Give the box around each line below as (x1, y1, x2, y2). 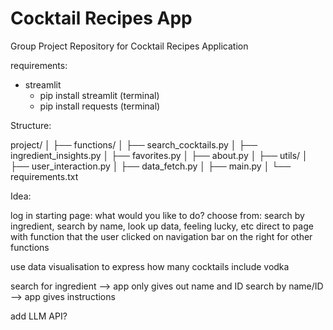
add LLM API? (10, 310, 68, 322)
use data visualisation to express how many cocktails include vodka (10, 260, 290, 272)
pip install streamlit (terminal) (39, 89, 160, 101)
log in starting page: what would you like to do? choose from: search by (10, 209, 305, 221)
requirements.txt (10, 170, 79, 182)
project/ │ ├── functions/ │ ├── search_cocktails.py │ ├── (10, 138, 258, 151)
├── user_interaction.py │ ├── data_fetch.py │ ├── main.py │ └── (10, 160, 292, 172)
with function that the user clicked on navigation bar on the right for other (10, 230, 313, 242)
